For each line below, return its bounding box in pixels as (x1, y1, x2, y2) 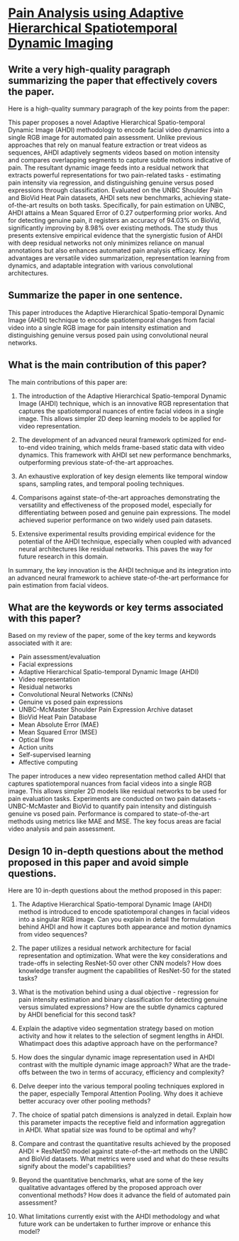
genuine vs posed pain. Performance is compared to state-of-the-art (8, 810, 210, 818)
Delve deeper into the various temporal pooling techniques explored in (18, 1082, 225, 1091)
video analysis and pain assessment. (8, 824, 116, 833)
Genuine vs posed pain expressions (18, 697, 123, 707)
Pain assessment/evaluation (18, 653, 101, 661)
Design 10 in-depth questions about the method (8, 845, 224, 857)
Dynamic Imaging (8, 35, 114, 51)
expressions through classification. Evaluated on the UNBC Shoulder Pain (8, 186, 223, 194)
